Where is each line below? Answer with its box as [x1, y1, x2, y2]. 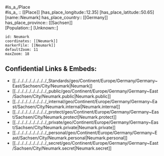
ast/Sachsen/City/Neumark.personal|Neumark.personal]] [12, 134, 128, 141]
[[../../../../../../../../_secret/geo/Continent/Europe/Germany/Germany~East [12, 140, 159, 146]
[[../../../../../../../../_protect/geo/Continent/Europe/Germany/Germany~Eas [12, 109, 159, 114]
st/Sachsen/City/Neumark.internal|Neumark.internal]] [12, 104, 120, 110]
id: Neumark [5, 34, 29, 39]
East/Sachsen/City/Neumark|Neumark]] [12, 83, 93, 89]
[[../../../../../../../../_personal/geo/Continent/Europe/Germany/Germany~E [12, 130, 158, 135]
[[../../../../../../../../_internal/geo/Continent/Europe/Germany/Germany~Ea [12, 98, 158, 104]
